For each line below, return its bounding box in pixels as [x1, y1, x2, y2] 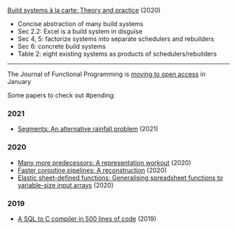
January [7, 78, 32, 85]
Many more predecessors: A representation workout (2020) [17, 158, 192, 167]
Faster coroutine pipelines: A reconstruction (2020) [17, 166, 167, 174]
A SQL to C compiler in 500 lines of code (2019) [17, 214, 157, 223]
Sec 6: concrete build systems [17, 42, 106, 50]
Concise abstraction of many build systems [17, 20, 144, 28]
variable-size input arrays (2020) [17, 181, 114, 189]
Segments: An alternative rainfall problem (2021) [17, 125, 159, 133]
